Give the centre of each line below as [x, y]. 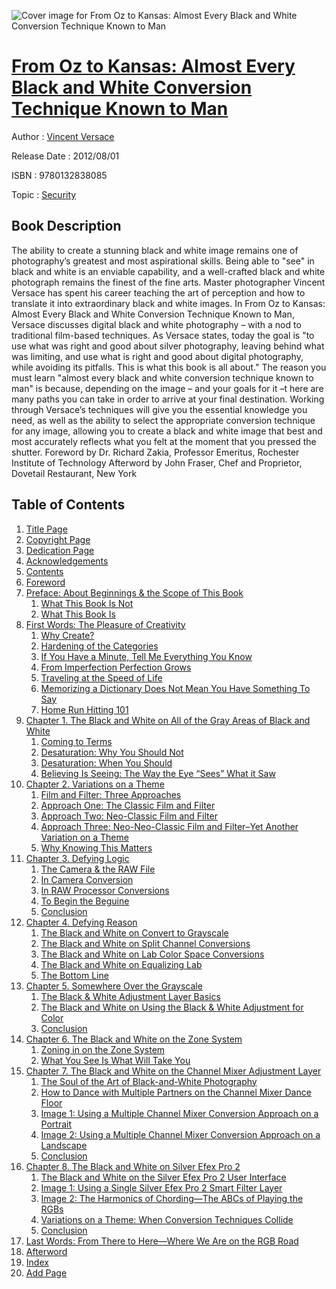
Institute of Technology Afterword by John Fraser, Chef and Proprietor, [157, 462]
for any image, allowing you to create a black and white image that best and [167, 431]
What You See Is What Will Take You [115, 1060]
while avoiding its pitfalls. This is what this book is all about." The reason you [169, 367]
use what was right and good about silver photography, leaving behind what [168, 346]
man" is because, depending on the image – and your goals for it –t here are [167, 388]
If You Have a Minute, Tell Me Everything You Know [146, 656]
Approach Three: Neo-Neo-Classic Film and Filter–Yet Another [169, 826]
